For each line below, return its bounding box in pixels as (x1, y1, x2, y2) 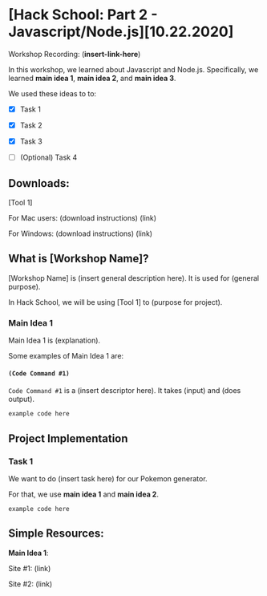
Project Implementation (8, 432, 128, 445)
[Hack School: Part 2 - (8, 6, 158, 24)
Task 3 (19, 136, 42, 146)
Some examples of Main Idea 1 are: (8, 351, 124, 361)
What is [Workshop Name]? (8, 252, 149, 266)
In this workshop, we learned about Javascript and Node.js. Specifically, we (8, 64, 259, 74)
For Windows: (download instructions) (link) (8, 229, 153, 238)
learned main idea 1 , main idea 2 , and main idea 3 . (8, 73, 176, 83)
